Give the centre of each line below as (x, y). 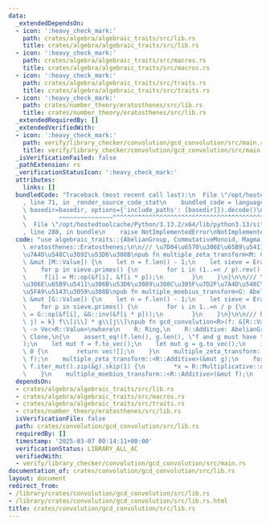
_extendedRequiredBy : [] (57, 120)
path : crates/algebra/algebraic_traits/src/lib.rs (109, 38)
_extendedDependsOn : (50, 23)
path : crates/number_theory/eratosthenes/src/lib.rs (113, 105)
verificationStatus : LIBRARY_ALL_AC (77, 449)
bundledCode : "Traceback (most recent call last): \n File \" (122, 195)
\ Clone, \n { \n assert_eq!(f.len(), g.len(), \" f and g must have (140, 337)
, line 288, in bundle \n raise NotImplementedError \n (120, 232)
